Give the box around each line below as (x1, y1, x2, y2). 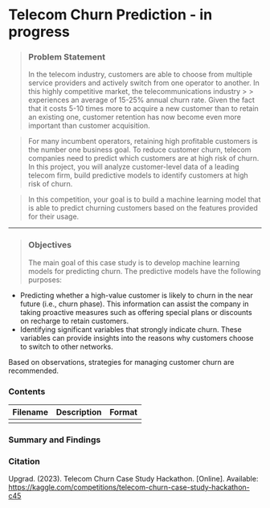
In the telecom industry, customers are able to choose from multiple (27, 70, 253, 80)
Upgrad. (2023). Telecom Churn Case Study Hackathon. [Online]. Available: (8, 474, 259, 484)
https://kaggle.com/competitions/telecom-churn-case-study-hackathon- (8, 482, 251, 492)
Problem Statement (27, 51, 106, 63)
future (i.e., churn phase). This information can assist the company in (19, 299, 249, 309)
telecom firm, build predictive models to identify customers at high (27, 170, 249, 180)
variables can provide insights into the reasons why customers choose (19, 333, 254, 342)
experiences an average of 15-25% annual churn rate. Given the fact (27, 95, 256, 105)
